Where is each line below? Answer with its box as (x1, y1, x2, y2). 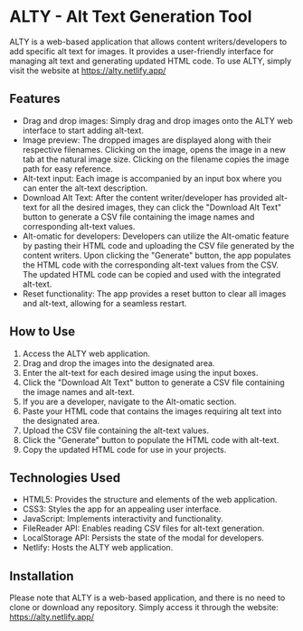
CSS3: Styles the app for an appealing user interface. (22, 504, 222, 514)
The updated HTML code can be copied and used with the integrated (22, 268, 281, 279)
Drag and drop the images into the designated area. (22, 357, 215, 368)
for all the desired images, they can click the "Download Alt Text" (39, 202, 282, 212)
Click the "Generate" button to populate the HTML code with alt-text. (22, 434, 279, 445)
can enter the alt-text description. (22, 183, 148, 193)
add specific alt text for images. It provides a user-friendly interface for (9, 45, 274, 56)
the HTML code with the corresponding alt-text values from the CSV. (22, 259, 279, 270)
